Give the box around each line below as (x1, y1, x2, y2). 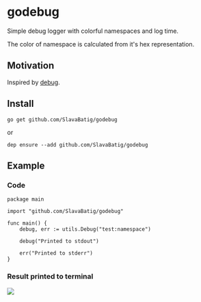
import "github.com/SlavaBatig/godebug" (7, 208, 124, 215)
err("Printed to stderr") (19, 250, 94, 257)
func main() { (7, 220, 48, 227)
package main (7, 196, 44, 203)
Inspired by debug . (7, 78, 60, 86)
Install (7, 98, 34, 110)
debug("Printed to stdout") (19, 238, 99, 245)
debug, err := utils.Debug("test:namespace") (19, 226, 152, 233)
